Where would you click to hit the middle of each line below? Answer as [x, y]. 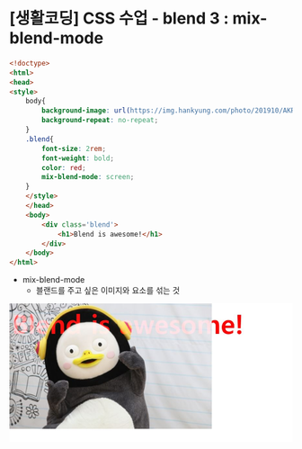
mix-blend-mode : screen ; [88, 177]
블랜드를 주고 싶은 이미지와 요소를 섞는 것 [108, 291]
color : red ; [64, 167]
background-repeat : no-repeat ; [100, 121]
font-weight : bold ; [78, 158]
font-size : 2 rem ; [74, 148]
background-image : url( [86, 111]
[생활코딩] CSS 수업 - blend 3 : [119, 18]
